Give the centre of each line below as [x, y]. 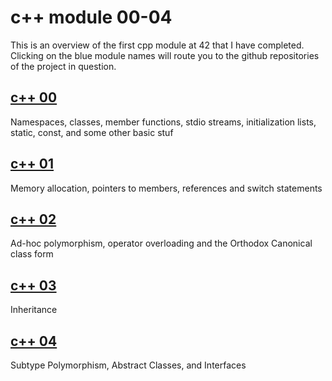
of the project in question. [63, 66]
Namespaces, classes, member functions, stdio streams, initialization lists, [163, 122]
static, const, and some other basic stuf [92, 132]
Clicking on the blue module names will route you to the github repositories [165, 55]
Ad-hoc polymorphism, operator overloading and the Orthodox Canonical [161, 243]
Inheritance [34, 310]
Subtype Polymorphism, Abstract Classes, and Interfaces [128, 365]
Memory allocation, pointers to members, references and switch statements [166, 188]
